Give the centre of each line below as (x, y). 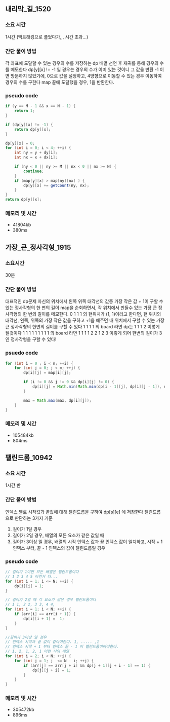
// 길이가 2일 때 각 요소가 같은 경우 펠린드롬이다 (51, 600)
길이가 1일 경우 (27, 529)
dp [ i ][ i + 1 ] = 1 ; (44, 619)
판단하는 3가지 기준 (34, 518)
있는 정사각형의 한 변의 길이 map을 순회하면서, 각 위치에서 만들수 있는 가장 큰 (81, 308)
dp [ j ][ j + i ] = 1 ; (52, 670)
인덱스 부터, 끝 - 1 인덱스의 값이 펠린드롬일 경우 (59, 548)
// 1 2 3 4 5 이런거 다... (32, 577)
